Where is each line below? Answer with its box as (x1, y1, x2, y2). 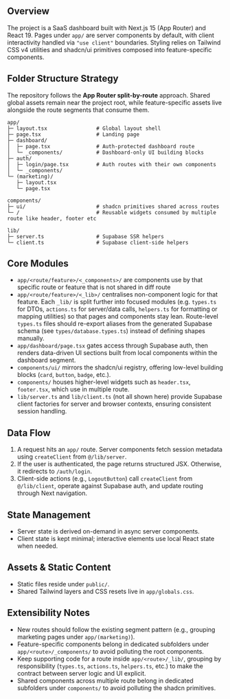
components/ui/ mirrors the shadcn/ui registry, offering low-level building (16, 363, 223, 371)
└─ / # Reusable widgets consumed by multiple (7, 209, 216, 216)
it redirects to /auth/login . (16, 467, 93, 476)
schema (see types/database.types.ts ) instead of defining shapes (16, 327, 206, 335)
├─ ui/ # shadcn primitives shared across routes (7, 203, 220, 210)
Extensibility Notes (7, 607, 91, 619)
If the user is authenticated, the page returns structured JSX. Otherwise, (16, 460, 222, 468)
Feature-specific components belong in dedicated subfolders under (16, 640, 209, 648)
